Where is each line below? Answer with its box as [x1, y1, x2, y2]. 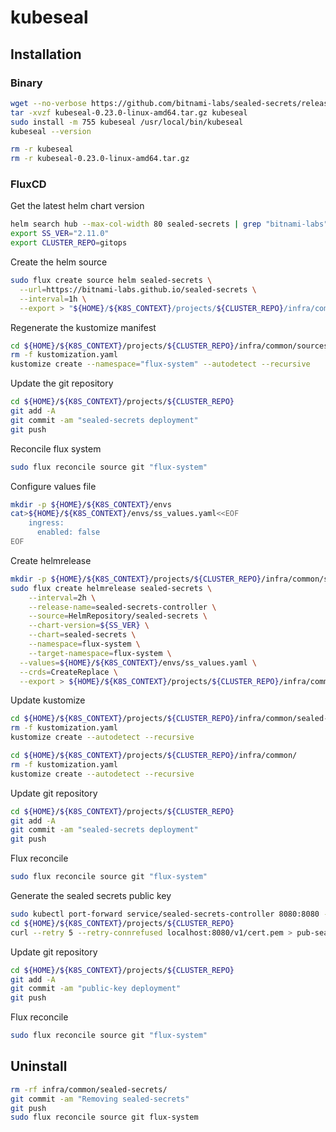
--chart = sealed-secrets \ [28, 630, 137, 640]
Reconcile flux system [10, 442, 102, 455]
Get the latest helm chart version [10, 200, 145, 212]
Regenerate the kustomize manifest [10, 321, 157, 333]
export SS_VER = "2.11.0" [10, 229, 110, 239]
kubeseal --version [10, 126, 92, 136]
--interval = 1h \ [19, 294, 87, 304]
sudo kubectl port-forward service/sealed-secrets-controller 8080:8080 [10, 909, 320, 920]
